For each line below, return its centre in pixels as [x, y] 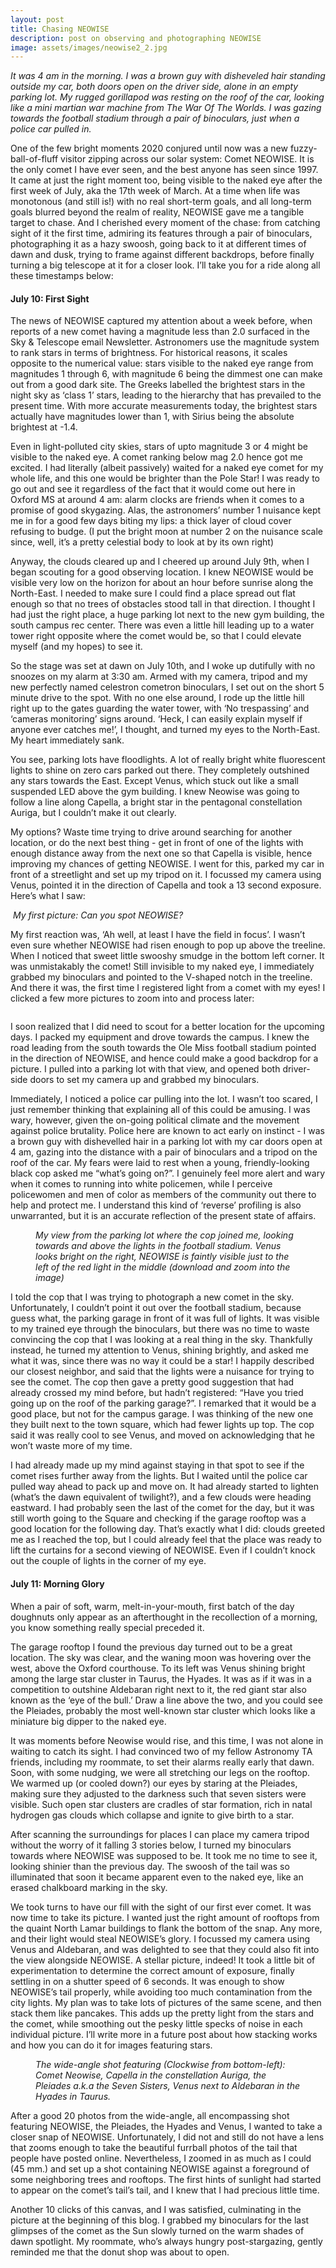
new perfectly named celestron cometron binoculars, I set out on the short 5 [167, 687]
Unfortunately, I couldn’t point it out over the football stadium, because [156, 1308]
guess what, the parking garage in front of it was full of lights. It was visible [165, 1318]
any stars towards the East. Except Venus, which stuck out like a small [155, 781]
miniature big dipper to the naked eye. [88, 1721]
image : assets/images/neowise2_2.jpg [89, 47]
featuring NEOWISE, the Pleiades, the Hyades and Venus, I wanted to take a [166, 2126]
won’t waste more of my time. [71, 1446]
